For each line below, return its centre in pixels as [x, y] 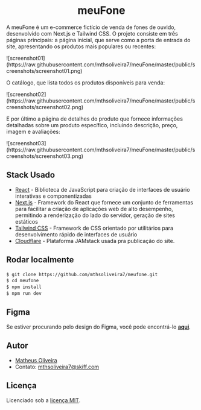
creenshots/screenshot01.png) [44, 71]
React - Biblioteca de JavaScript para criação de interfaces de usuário [102, 189]
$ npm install [24, 287]
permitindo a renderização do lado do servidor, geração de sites [95, 215]
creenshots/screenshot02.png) [45, 107]
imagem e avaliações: [33, 131]
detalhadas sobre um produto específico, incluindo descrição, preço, [92, 125]
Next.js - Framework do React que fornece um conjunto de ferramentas [104, 202]
